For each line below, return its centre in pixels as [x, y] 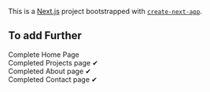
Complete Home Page [44, 55]
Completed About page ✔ [50, 71]
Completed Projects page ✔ [53, 62]
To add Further [45, 35]
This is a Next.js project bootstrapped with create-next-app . [105, 11]
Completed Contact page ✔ [53, 79]
